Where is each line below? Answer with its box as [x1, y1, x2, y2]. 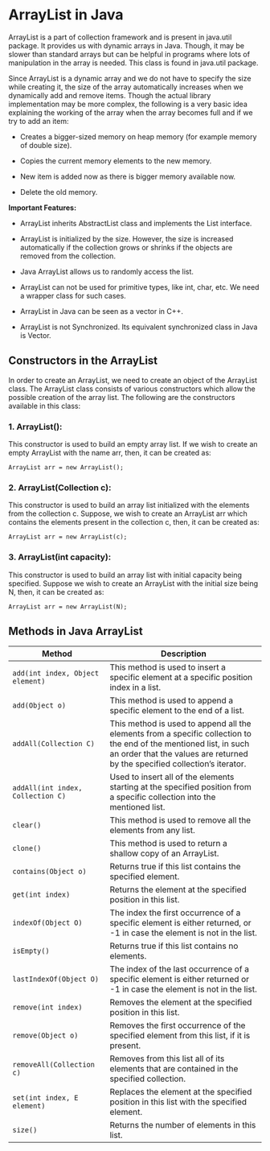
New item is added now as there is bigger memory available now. [19, 171, 235, 181]
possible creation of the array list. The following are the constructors [8, 392, 235, 402]
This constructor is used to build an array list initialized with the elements [8, 501, 250, 510]
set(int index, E [12, 1093, 79, 1103]
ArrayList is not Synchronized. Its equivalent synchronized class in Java [19, 322, 258, 332]
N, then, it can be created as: [8, 587, 104, 596]
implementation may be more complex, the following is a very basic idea [8, 99, 247, 109]
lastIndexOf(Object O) [12, 975, 99, 984]
